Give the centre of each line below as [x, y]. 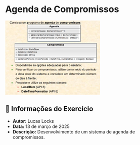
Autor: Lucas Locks [33, 121]
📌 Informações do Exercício [49, 109]
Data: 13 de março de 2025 [41, 126]
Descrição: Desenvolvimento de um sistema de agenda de [74, 131]
